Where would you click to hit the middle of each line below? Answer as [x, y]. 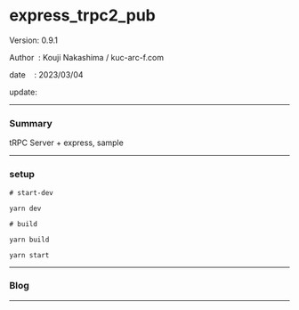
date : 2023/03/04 [46, 74]
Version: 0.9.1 [34, 40]
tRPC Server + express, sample [67, 143]
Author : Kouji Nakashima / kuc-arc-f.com [87, 57]
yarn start [29, 255]
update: [23, 92]
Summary [31, 123]
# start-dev [31, 192]
